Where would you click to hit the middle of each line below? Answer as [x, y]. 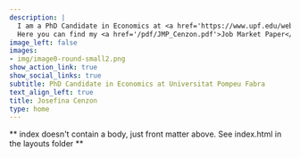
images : [24, 51]
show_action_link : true [54, 68]
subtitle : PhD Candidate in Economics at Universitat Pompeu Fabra [137, 84]
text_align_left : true [51, 92]
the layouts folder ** [46, 144]
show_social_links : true [55, 76]
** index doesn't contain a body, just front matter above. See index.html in [146, 134]
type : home [29, 109]
